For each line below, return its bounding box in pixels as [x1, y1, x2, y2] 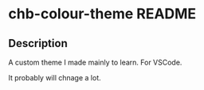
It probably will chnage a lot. [8, 73, 101, 82]
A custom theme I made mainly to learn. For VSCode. [8, 57, 182, 67]
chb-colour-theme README [8, 5, 197, 23]
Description [8, 37, 68, 50]
